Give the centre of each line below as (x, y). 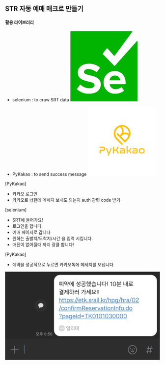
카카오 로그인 (25, 194)
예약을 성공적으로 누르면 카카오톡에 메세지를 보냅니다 (63, 264)
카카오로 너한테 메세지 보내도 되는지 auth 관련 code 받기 (66, 200)
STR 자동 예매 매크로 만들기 (44, 9)
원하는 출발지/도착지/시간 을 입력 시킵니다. (53, 238)
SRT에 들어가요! (27, 220)
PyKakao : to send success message (49, 174)
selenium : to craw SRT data (41, 99)
